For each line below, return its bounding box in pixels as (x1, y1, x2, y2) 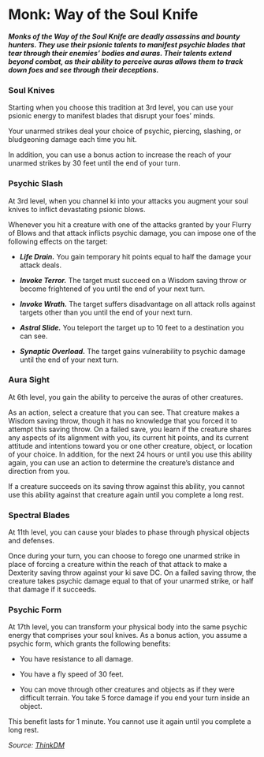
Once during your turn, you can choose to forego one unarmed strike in (8, 551, 240, 561)
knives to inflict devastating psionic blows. (8, 204, 146, 214)
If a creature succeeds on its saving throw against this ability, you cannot (8, 481, 245, 490)
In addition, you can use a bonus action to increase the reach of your (8, 150, 232, 159)
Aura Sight (8, 375, 50, 386)
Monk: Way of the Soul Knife (8, 6, 199, 24)
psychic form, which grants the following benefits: (8, 639, 171, 648)
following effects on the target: (8, 237, 108, 246)
